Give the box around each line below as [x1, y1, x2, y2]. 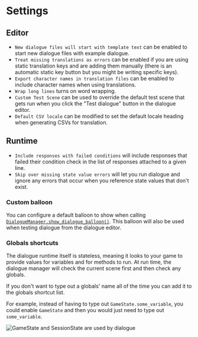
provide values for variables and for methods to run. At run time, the [6, 259, 171, 266]
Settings [6, 4, 48, 18]
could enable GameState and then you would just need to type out [6, 307, 164, 314]
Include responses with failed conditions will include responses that [14, 152, 187, 159]
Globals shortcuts [6, 239, 59, 247]
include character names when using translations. [14, 81, 137, 88]
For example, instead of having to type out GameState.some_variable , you [6, 300, 183, 307]
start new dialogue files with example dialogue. [14, 50, 130, 57]
